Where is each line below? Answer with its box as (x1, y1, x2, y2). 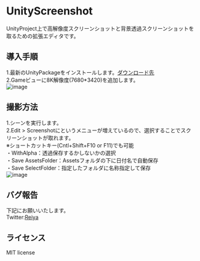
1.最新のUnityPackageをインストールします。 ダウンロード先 (6, 69, 155, 76)
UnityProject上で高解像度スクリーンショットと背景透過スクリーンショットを (6, 25, 194, 32)
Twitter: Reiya (6, 213, 39, 221)
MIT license (6, 249, 35, 256)
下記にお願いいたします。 (6, 207, 69, 214)
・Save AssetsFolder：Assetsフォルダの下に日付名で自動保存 (6, 156, 159, 164)
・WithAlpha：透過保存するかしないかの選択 (6, 149, 116, 156)
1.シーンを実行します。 (6, 119, 62, 126)
